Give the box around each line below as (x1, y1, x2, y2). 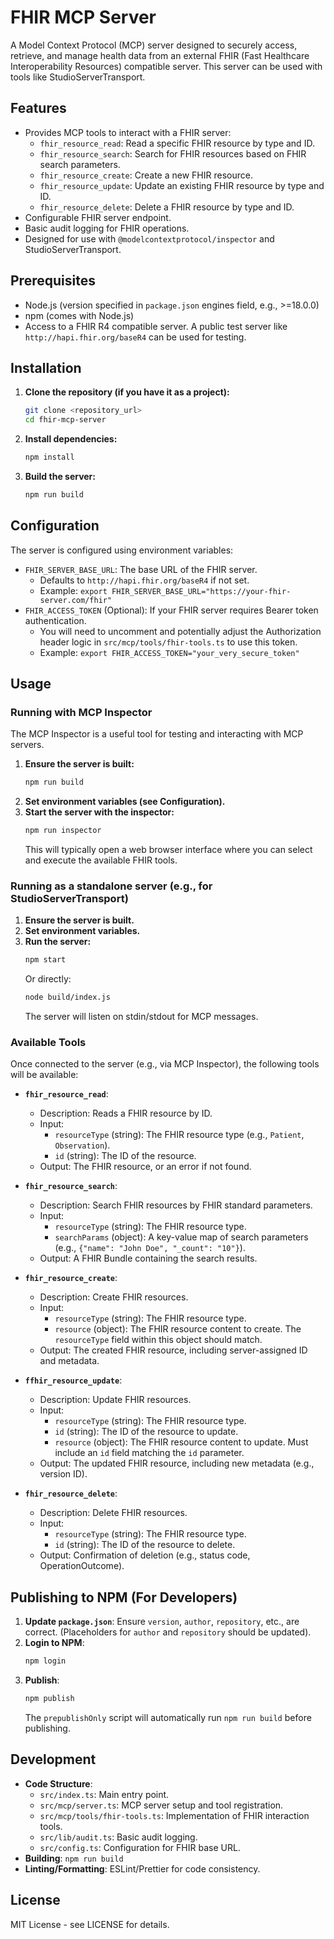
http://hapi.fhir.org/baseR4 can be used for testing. (24, 331, 247, 343)
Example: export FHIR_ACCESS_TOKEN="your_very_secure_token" (39, 646, 300, 658)
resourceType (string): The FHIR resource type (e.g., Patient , (54, 1129, 305, 1141)
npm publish (24, 1694, 75, 1704)
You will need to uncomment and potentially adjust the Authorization (39, 625, 322, 637)
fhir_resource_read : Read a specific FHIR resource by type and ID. (39, 137, 315, 149)
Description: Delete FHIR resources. (39, 1507, 188, 1519)
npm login (24, 1656, 67, 1666)
